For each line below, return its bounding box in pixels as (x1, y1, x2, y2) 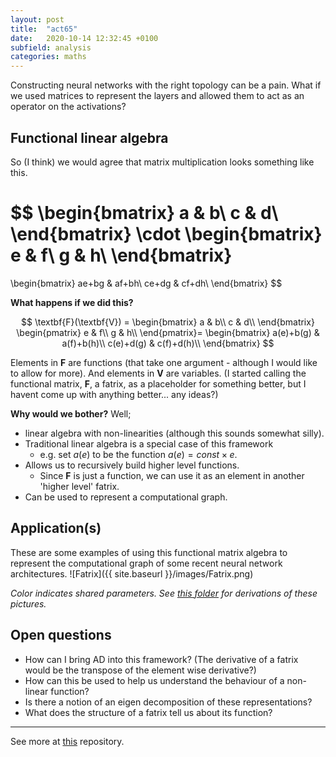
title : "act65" (10, 24, 78, 34)
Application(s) (10, 520, 102, 537)
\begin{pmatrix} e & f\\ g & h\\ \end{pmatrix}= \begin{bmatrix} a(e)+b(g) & (16, 326, 320, 338)
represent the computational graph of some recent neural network (10, 557, 283, 569)
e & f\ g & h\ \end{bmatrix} (10, 244, 233, 267)
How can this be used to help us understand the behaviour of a (24, 674, 285, 686)
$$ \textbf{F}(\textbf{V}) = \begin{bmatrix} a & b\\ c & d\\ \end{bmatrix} (21, 316, 315, 328)
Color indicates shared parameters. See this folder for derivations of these (10, 587, 318, 599)
